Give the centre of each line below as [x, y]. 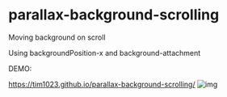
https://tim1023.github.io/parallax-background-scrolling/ [102, 84]
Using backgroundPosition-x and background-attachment [105, 53]
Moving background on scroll [57, 37]
